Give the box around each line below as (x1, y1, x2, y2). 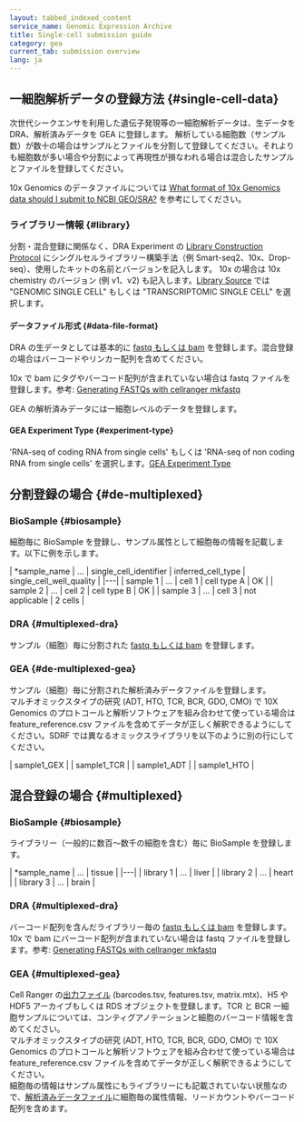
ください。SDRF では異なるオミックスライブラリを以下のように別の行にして (9, 729, 295, 741)
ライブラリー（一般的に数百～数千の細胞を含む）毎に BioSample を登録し (9, 837, 285, 848)
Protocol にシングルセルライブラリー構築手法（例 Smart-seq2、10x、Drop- (9, 252, 291, 264)
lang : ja (9, 55, 43, 65)
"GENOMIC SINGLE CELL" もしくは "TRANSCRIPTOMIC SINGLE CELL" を (9, 286, 284, 297)
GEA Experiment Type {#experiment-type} (9, 425, 174, 436)
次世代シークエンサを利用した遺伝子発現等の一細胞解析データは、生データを (9, 117, 296, 128)
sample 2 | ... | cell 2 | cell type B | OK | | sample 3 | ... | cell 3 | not (9, 586, 257, 596)
